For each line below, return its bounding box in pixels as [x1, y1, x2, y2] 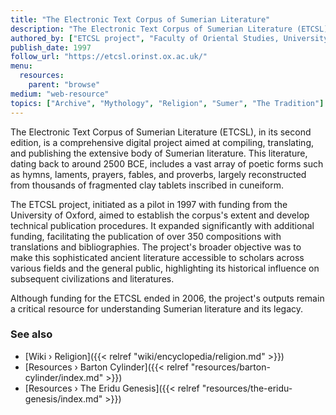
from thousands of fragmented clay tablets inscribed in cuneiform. [10, 179, 284, 191]
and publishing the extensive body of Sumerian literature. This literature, [10, 147, 308, 159]
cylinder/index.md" [24, 371, 104, 383]
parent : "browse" [28, 80, 101, 90]
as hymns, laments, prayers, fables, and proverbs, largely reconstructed [10, 168, 307, 180]
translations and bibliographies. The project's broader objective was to [10, 241, 302, 253]
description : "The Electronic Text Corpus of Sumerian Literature [10, 24, 293, 34]
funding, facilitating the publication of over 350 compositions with [10, 230, 282, 242]
